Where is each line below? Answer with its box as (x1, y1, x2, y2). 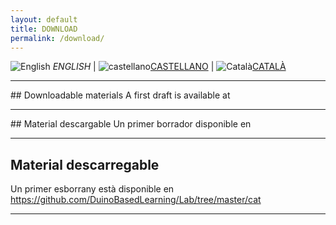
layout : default (10, 14, 78, 25)
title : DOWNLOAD (10, 24, 78, 34)
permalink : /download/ (10, 33, 105, 43)
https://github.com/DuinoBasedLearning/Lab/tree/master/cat (10, 194, 262, 206)
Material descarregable (10, 156, 160, 173)
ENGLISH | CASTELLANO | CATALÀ (52, 61, 287, 73)
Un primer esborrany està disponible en (10, 183, 175, 195)
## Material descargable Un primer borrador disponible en (10, 118, 252, 130)
